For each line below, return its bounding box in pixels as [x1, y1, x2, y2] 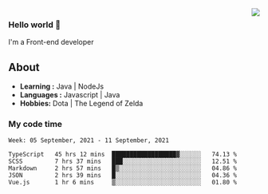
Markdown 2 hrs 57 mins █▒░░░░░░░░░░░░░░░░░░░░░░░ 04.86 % [8, 164, 238, 172]
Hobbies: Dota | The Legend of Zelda [19, 99, 144, 109]
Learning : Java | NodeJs [19, 81, 104, 91]
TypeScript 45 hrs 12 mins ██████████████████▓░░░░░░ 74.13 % [8, 151, 238, 159]
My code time [8, 119, 62, 130]
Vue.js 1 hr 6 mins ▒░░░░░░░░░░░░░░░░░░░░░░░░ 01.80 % [8, 179, 238, 187]
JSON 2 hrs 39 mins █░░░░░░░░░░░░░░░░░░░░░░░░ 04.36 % [8, 172, 238, 180]
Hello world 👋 [8, 19, 61, 30]
